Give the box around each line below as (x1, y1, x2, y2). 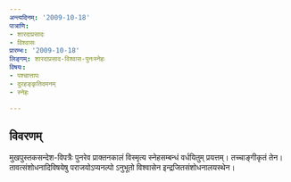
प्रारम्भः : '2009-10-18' (9, 46, 80, 55)
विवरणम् (9, 128, 43, 144)
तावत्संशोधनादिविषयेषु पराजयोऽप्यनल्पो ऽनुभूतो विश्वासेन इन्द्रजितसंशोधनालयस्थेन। (9, 162, 236, 173)
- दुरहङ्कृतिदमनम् (9, 79, 56, 88)
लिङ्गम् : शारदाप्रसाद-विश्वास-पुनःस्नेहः (9, 54, 105, 63)
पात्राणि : (9, 21, 29, 30)
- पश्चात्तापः (9, 71, 40, 80)
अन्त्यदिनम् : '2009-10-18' (9, 12, 91, 22)
